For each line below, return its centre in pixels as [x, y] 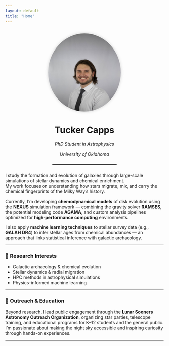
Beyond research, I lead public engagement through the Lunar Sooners [79, 312]
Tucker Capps [84, 130]
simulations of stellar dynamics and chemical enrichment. [65, 181]
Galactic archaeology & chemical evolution [57, 267]
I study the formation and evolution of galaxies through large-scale [74, 176]
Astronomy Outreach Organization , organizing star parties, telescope [78, 317]
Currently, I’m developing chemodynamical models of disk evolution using [83, 202]
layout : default [22, 11]
